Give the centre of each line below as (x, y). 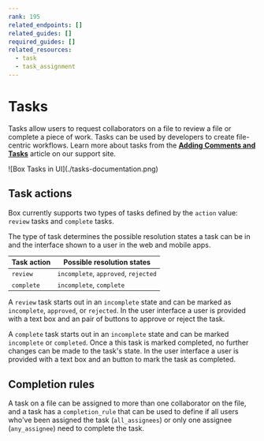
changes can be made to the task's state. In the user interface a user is (123, 351)
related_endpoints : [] (45, 25)
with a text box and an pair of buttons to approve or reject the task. (117, 319)
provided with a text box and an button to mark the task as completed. (122, 360)
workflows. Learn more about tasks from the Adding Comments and (144, 145)
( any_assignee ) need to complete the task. (76, 428)
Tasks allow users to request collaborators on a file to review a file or (120, 128)
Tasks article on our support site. (62, 153)
